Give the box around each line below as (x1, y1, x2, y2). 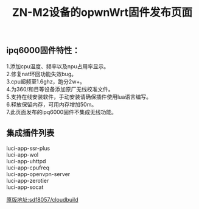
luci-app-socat (6, 183, 44, 191)
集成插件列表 (6, 128, 55, 138)
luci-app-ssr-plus (6, 144, 51, 152)
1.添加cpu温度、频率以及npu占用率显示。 (6, 62, 110, 70)
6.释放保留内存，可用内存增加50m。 (6, 101, 97, 108)
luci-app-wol (6, 151, 38, 158)
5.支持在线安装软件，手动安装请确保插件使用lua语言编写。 (6, 93, 152, 101)
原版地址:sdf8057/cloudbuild (6, 196, 79, 203)
